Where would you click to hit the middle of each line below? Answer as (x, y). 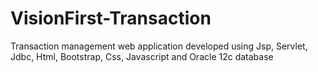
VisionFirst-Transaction (111, 18)
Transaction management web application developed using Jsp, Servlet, (159, 46)
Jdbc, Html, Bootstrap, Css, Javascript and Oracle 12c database (142, 56)
